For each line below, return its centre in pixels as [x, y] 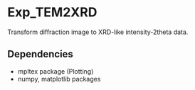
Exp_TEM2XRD [52, 12]
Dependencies [40, 54]
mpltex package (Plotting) [56, 71]
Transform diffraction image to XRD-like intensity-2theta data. [98, 32]
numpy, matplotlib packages [59, 79]
